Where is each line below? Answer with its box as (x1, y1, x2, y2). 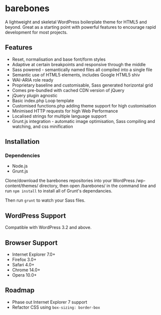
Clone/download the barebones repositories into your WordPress (5, 178, 135, 184)
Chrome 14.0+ (12, 267, 41, 273)
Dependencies (5, 152, 40, 159)
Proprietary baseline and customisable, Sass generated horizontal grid (12, 82, 153, 88)
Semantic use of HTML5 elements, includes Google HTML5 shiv (12, 71, 140, 78)
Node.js (12, 163, 28, 169)
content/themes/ (5, 183, 39, 189)
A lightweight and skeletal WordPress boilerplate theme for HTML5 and (5, 19, 147, 25)
